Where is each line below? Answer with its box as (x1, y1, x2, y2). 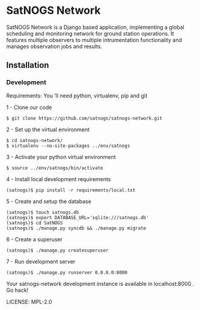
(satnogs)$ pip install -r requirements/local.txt (6, 187, 136, 193)
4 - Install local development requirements (6, 175, 111, 182)
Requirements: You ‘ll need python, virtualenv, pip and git (6, 91, 148, 99)
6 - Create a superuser (6, 235, 63, 243)
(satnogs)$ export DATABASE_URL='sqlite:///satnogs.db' (6, 214, 149, 220)
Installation (6, 60, 49, 70)
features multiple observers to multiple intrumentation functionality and (6, 36, 182, 43)
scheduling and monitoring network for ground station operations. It (6, 29, 174, 37)
